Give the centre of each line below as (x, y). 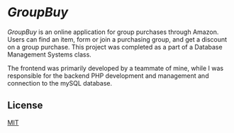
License (25, 106)
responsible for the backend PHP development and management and (108, 76)
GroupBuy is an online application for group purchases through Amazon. (113, 32)
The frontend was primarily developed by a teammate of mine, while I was (116, 68)
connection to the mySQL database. (60, 83)
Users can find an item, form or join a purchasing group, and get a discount (117, 39)
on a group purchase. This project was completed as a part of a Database (115, 47)
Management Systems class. (50, 54)
